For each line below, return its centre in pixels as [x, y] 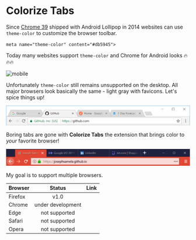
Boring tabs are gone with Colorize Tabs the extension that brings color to [95, 134]
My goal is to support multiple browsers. [55, 175]
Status [57, 188]
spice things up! [25, 97]
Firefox [17, 196]
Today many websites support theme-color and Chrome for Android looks [94, 55]
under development [58, 204]
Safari [16, 221]
